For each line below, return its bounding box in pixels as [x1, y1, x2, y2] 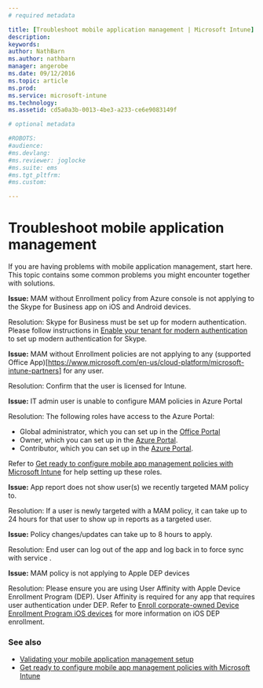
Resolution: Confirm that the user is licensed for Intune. [8, 381, 187, 391]
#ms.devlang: [8, 149, 51, 157]
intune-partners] [8, 366, 62, 376]
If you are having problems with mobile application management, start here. [8, 262, 253, 271]
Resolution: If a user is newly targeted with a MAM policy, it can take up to [8, 506, 247, 516]
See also [8, 636, 42, 647]
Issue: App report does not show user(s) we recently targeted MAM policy [8, 483, 250, 492]
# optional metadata [8, 120, 76, 128]
